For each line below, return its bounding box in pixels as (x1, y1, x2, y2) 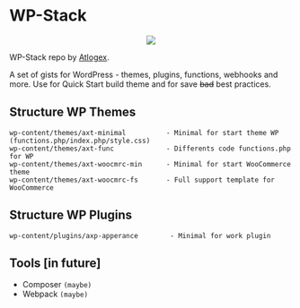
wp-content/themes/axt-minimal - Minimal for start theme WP (9, 128, 279, 137)
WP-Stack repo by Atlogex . (9, 51, 110, 63)
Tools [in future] (9, 255, 101, 270)
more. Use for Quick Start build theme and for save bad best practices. (9, 78, 271, 90)
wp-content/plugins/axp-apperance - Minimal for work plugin (9, 231, 271, 240)
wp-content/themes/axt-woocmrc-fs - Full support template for (9, 175, 276, 184)
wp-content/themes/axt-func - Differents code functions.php (9, 144, 292, 153)
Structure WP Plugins (9, 208, 133, 223)
